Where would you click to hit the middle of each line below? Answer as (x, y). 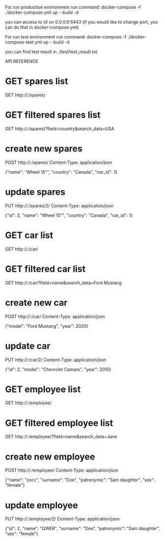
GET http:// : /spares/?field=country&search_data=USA (60, 129)
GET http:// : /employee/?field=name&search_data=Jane (61, 437)
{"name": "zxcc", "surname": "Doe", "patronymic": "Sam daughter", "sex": (80, 480)
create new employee (50, 457)
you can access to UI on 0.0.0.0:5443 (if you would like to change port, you (82, 22)
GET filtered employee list (59, 423)
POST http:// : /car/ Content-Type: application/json (55, 316)
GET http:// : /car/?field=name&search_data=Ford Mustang (64, 283)
